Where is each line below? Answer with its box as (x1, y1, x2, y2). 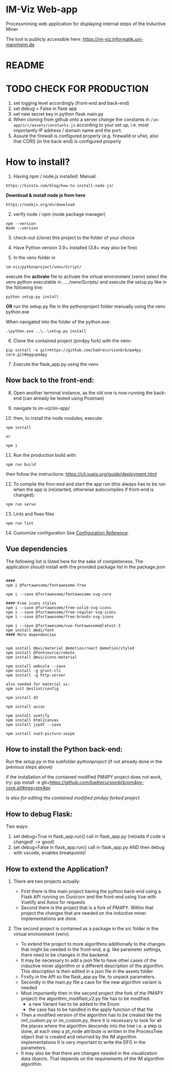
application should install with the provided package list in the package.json (6, 564, 166, 570)
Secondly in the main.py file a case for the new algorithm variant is (20, 979, 162, 985)
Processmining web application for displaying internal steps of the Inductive (6, 21, 166, 27)
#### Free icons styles (6, 600, 57, 606)
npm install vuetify (6, 713, 50, 718)
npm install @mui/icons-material (6, 654, 77, 660)
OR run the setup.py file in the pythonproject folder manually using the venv (6, 303, 166, 309)
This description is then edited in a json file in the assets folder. (20, 968, 154, 974)
